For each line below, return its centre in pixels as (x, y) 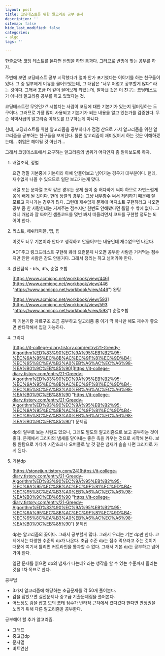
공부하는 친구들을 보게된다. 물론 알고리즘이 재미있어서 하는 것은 (82, 135)
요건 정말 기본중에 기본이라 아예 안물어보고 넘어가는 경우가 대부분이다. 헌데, (84, 173)
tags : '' (14, 42)
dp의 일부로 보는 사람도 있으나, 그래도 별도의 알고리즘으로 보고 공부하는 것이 (85, 432)
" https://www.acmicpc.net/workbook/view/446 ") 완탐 (67, 290)
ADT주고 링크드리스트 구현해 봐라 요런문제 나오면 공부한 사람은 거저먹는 (81, 252)
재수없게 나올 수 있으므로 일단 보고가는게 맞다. (56, 179)
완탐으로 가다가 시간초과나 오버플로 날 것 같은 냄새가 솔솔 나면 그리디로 (85, 444)
